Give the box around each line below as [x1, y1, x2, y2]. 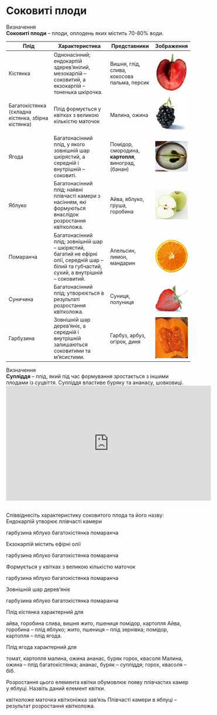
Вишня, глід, [110, 60, 140, 68]
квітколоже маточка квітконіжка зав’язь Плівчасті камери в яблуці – [6, 696, 177, 703]
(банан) [110, 165, 129, 173]
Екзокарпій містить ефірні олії [6, 540, 81, 547]
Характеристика [58, 43, 101, 50]
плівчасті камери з [53, 192, 101, 199]
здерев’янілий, [53, 63, 91, 71]
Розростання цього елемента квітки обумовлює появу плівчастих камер [6, 678, 189, 685]
